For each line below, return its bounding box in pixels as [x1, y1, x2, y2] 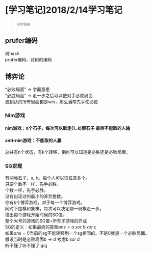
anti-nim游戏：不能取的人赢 [5, 137, 62, 143]
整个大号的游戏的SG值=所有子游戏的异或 [5, 218, 87, 224]
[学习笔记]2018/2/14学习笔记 [5, 4, 123, 16]
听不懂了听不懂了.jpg [5, 242, 48, 248]
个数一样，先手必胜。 [5, 187, 48, 193]
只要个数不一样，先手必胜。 [5, 181, 61, 187]
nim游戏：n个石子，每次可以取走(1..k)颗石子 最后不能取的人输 [5, 125, 130, 131]
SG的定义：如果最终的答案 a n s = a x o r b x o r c [5, 224, 97, 230]
